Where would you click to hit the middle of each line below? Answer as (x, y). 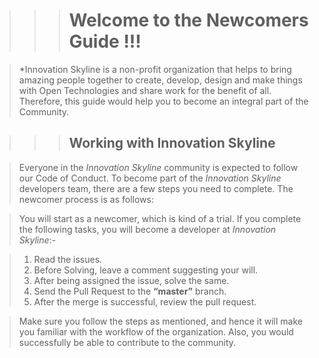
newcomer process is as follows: (86, 199)
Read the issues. (68, 259)
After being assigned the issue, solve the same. (131, 280)
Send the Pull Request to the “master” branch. (130, 291)
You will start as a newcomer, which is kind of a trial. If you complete (160, 218)
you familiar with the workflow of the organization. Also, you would (156, 331)
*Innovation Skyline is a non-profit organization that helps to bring (155, 69)
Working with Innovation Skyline (172, 143)
